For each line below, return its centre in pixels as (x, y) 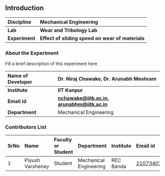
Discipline (19, 22)
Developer (20, 82)
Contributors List (26, 127)
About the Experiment (32, 53)
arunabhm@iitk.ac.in (83, 104)
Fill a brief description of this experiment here (51, 64)
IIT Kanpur (70, 90)
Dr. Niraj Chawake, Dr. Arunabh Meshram (107, 79)
